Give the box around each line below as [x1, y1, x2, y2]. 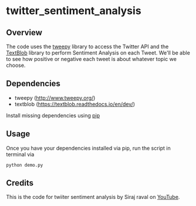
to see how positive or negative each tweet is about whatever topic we [6, 56, 177, 62]
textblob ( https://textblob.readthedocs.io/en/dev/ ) [14, 100, 136, 107]
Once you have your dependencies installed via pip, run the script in [6, 144, 171, 151]
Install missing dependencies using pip [6, 112, 100, 119]
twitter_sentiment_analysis [6, 4, 142, 18]
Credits [6, 178, 34, 188]
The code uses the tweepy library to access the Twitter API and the [6, 43, 169, 50]
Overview [6, 28, 43, 38]
